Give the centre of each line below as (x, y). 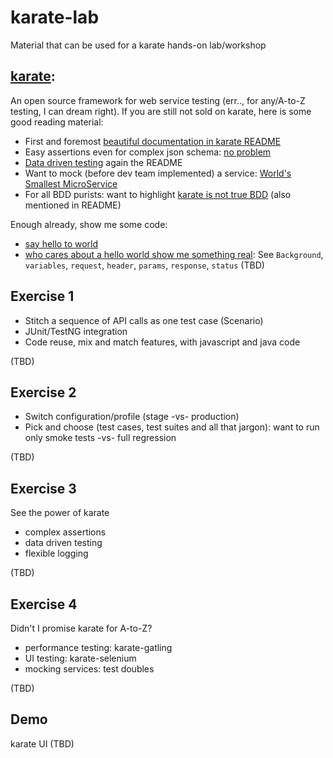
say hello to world (61, 243)
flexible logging (56, 553)
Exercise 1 (42, 296)
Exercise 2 (43, 392)
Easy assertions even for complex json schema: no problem (148, 152)
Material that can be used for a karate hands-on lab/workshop (138, 45)
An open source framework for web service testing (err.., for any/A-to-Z (158, 100)
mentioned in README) (73, 205)
